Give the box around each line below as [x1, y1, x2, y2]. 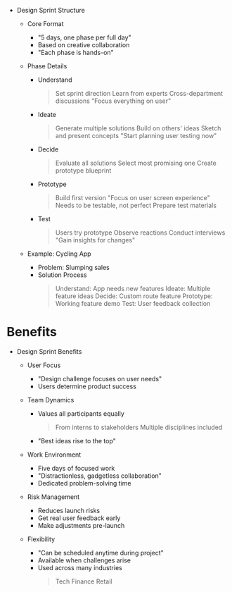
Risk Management [27, 493, 80, 501]
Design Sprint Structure [16, 6, 85, 14]
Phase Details [27, 62, 67, 70]
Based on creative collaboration [37, 41, 130, 49]
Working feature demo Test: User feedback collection [55, 300, 211, 307]
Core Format [27, 20, 64, 27]
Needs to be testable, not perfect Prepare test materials [55, 201, 217, 209]
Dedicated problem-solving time [37, 479, 131, 487]
